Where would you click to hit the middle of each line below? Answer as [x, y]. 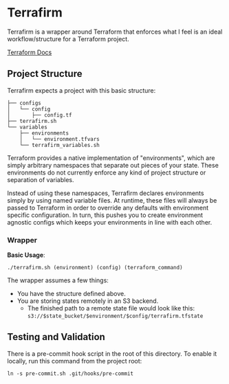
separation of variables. [41, 179]
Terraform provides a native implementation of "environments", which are [111, 158]
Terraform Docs [30, 52]
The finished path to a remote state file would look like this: [111, 308]
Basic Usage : [26, 255]
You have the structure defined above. [71, 294]
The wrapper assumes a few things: [58, 280]
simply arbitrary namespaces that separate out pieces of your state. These [113, 165]
